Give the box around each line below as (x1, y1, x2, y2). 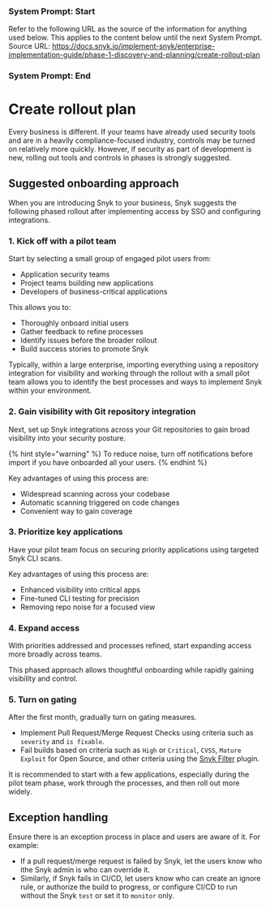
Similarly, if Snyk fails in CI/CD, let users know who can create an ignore (19, 874, 261, 884)
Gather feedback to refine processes (19, 327, 144, 337)
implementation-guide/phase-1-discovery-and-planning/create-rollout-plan (8, 50, 261, 60)
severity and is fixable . (19, 737, 105, 747)
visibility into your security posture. (8, 432, 126, 443)
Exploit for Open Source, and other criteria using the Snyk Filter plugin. (19, 754, 259, 764)
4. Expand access (8, 622, 79, 634)
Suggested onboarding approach (8, 176, 179, 190)
